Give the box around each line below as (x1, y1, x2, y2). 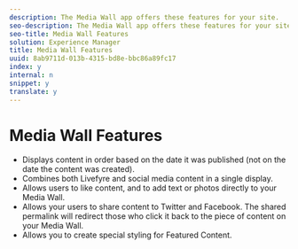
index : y (9, 63, 42, 72)
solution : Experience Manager (9, 37, 122, 47)
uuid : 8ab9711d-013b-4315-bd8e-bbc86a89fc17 (9, 54, 176, 63)
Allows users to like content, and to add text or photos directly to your (21, 183, 278, 193)
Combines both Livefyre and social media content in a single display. (21, 174, 273, 184)
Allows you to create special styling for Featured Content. (21, 230, 232, 240)
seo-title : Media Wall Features (9, 29, 129, 38)
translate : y (9, 87, 58, 96)
